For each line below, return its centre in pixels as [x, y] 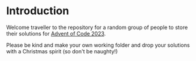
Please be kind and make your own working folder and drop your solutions [98, 45]
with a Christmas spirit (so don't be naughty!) [62, 51]
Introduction [38, 11]
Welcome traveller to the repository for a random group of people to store [97, 27]
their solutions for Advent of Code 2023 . [56, 33]
